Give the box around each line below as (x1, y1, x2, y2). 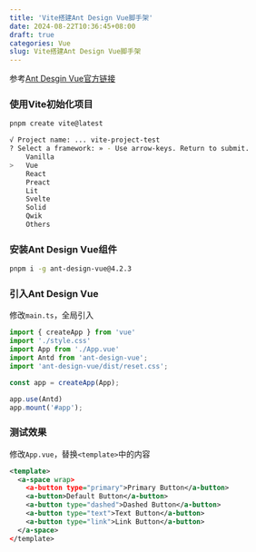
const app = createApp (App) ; (9, 378, 120, 387)
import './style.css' (9, 337, 92, 346)
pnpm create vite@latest (9, 119, 103, 128)
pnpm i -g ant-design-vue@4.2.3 (9, 264, 132, 273)
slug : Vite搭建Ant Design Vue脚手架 (9, 47, 142, 56)
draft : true (9, 30, 54, 39)
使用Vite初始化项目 (9, 98, 94, 111)
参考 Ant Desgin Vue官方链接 (9, 74, 116, 84)
